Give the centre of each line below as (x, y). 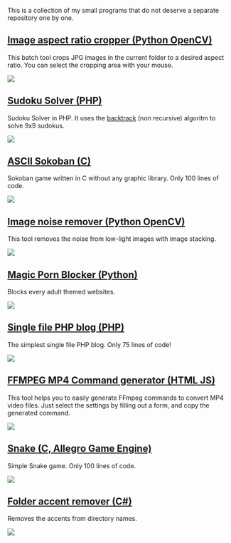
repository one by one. (41, 18)
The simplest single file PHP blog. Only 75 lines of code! (90, 344)
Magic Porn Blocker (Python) (72, 275)
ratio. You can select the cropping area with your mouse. (90, 65)
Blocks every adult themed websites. (61, 292)
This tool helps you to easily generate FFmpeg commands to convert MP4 (116, 398)
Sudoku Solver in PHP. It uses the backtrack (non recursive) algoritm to (112, 118)
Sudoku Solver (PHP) (55, 101)
